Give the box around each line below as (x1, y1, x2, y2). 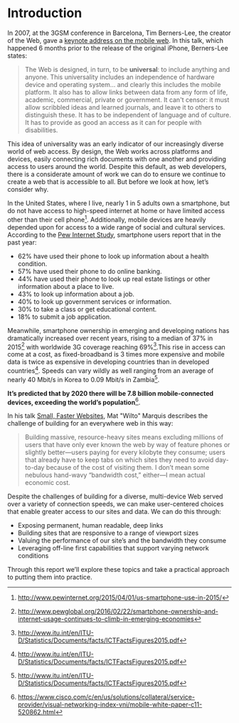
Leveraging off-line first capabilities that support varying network (17, 544, 209, 553)
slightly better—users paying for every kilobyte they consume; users (24, 448, 225, 457)
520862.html (17, 708, 55, 717)
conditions (17, 551, 49, 560)
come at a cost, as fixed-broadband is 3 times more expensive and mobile (7, 350, 225, 359)
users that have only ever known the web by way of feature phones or (24, 441, 230, 449)
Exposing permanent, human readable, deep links (17, 521, 164, 530)
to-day (24, 463, 45, 472)
